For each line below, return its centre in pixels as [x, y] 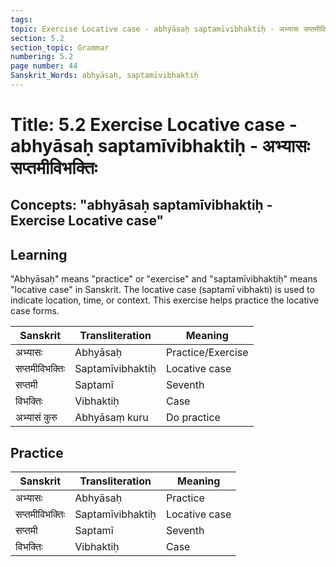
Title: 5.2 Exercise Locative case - [154, 125]
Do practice [193, 418]
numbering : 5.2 [42, 57]
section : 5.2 [37, 38]
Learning [39, 254]
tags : [21, 19]
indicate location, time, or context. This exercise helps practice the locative [165, 300]
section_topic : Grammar [60, 47]
